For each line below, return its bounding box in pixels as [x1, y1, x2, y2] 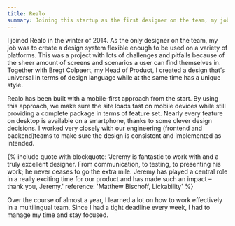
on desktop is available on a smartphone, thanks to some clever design [7, 116, 212, 125]
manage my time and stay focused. [7, 211, 108, 219]
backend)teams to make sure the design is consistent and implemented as [7, 131, 222, 140]
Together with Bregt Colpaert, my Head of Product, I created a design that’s [7, 66, 225, 74]
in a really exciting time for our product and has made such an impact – [7, 174, 212, 183]
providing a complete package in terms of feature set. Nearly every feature [7, 109, 223, 118]
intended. [7, 139, 35, 147]
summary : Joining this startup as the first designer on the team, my [7, 17, 218, 24]
